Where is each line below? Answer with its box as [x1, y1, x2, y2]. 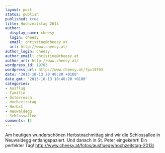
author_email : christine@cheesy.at [5, 53, 79, 59]
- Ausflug [5, 85, 26, 91]
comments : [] [5, 118, 32, 123]
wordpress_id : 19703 [5, 63, 48, 68]
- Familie [5, 90, 26, 95]
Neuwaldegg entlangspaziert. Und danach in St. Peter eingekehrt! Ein [5, 137, 148, 143]
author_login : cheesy [5, 49, 50, 54]
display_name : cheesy [9, 30, 55, 35]
